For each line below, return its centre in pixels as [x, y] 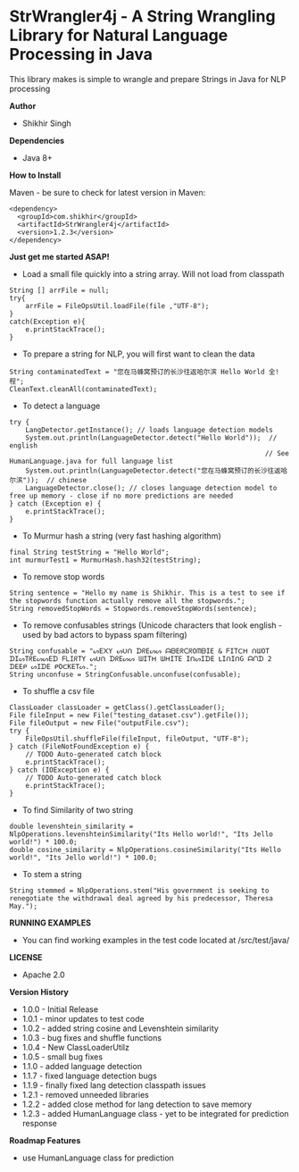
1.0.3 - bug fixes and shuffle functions [92, 1037]
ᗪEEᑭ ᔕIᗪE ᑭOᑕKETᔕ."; [54, 666]
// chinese [66, 480]
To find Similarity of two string [78, 809]
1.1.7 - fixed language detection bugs [90, 1076]
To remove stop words [63, 576]
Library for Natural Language [119, 35]
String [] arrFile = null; [59, 290]
